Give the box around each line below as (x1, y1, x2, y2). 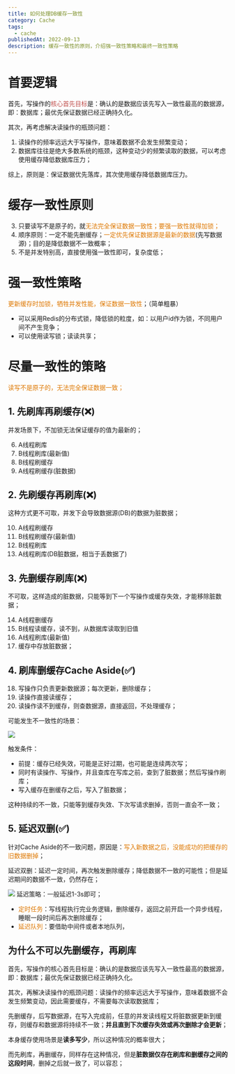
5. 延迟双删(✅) (8, 822, 70, 835)
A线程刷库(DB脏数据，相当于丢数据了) (17, 550, 128, 558)
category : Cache (8, 17, 55, 24)
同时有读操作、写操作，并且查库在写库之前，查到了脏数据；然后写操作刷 (17, 768, 226, 776)
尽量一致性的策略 (8, 359, 107, 375)
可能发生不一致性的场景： (8, 717, 82, 725)
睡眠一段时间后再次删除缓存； (17, 913, 104, 922)
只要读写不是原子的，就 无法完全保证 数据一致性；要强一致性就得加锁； (17, 222, 220, 230)
